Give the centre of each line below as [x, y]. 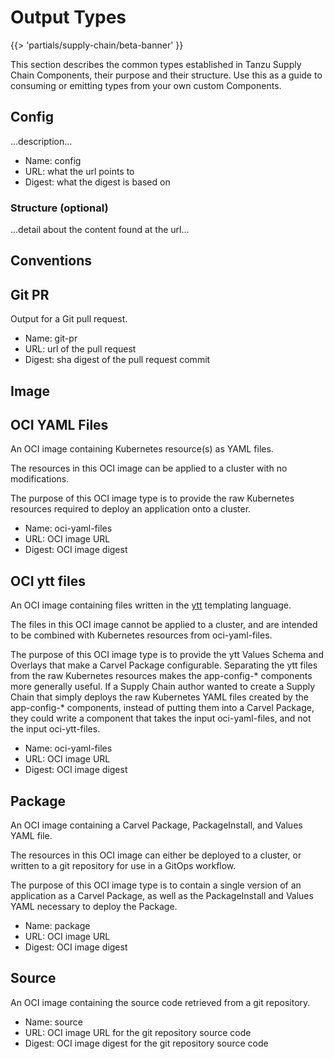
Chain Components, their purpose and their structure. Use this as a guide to [166, 75]
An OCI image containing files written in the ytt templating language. [151, 605]
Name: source [53, 1022]
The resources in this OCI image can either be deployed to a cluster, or [156, 855]
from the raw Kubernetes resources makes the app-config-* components [161, 676]
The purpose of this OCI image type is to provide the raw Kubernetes [152, 498]
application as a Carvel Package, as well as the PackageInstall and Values [162, 896]
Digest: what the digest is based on [97, 182]
